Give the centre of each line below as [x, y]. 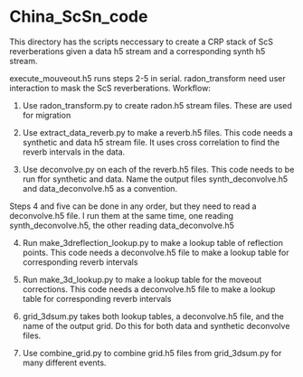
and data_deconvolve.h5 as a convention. [100, 188]
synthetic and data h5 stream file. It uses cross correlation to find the [151, 142]
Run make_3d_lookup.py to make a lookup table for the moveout [142, 279]
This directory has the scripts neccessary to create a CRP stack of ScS [142, 42]
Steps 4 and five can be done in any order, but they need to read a [133, 206]
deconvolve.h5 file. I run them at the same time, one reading [121, 215]
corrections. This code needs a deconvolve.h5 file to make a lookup [149, 289]
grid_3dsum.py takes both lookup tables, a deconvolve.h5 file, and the [153, 316]
